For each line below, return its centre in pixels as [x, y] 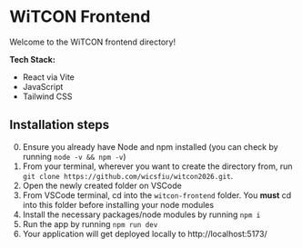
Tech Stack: [33, 59]
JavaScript [43, 86]
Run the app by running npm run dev [90, 223]
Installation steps [60, 125]
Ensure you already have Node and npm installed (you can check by [151, 146]
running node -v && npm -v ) [74, 156]
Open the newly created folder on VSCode [102, 185]
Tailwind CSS [47, 96]
